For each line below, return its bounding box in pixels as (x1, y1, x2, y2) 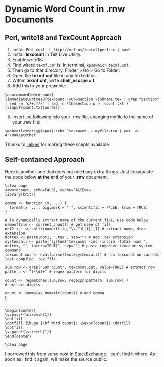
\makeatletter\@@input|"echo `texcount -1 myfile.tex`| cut (5, 129, 131, 133)
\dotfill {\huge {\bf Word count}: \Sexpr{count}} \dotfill (5, 320, 131, 326)
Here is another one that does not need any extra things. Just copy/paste (5, 168, 153, 175)
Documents (5, 14, 54, 25)
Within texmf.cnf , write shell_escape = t (12, 78, 95, 83)
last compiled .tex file (5, 256, 56, 261)
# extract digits (5, 282, 41, 287)
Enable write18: (12, 57, 43, 62)
